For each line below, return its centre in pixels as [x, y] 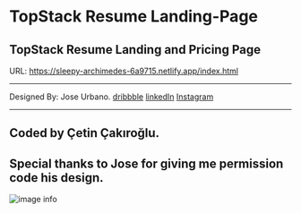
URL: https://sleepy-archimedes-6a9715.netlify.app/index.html [124, 71]
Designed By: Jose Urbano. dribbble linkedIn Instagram [112, 97]
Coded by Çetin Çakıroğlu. [84, 133]
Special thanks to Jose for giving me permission [146, 163]
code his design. [57, 178]
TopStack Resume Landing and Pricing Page [135, 50]
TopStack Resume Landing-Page [133, 17]
